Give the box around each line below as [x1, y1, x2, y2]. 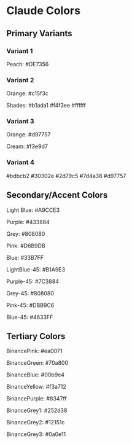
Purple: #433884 [6, 218, 50, 225]
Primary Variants [6, 28, 72, 39]
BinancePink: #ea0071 [6, 348, 63, 355]
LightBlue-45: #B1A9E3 [6, 265, 66, 273]
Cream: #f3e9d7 [6, 142, 48, 150]
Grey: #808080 [6, 230, 45, 237]
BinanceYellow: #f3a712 [6, 383, 66, 391]
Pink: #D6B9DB [6, 242, 46, 249]
